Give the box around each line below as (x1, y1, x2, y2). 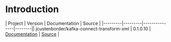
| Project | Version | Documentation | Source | (5, 20, 101, 26)
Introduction (5, 4, 59, 15)
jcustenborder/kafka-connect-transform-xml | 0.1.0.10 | (35, 25, 151, 31)
